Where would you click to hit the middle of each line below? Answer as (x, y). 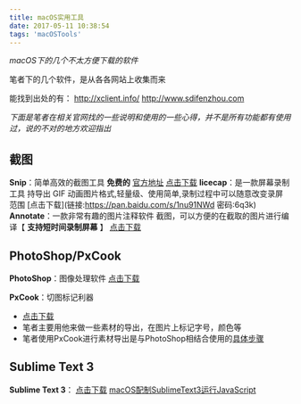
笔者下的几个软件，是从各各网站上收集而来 (88, 79)
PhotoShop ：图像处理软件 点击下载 (75, 278)
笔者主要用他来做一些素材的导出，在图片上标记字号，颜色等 (132, 327)
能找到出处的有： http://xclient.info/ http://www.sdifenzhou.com (127, 98)
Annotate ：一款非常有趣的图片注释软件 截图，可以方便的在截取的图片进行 (146, 216)
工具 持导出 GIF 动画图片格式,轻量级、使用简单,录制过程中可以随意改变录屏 (146, 194)
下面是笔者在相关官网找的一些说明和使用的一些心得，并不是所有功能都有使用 (150, 118)
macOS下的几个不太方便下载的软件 (74, 61)
